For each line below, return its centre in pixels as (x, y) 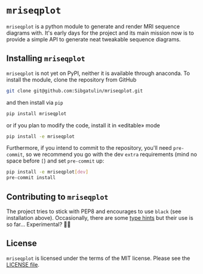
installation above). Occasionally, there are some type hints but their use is (100, 217)
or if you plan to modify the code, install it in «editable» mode (83, 125)
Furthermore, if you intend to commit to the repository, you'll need (89, 148)
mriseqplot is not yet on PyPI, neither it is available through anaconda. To (98, 73)
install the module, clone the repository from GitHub (71, 79)
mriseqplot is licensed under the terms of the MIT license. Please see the (98, 258)
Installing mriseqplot (46, 59)
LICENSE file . (23, 264)
